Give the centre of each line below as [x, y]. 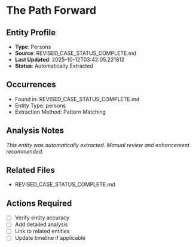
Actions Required [39, 203]
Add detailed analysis [41, 224]
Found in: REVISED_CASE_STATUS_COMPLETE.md [77, 99]
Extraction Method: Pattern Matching [60, 112]
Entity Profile [31, 33]
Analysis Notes [35, 131]
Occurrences [31, 85]
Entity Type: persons [40, 105]
